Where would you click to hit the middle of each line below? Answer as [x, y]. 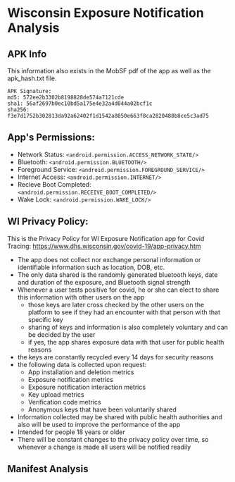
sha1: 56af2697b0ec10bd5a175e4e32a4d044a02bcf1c [80, 104]
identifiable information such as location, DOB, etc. [91, 267]
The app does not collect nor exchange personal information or [109, 259]
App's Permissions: [51, 138]
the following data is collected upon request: [82, 364]
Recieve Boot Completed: [54, 184]
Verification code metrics [64, 402]
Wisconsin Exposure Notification [106, 13]
